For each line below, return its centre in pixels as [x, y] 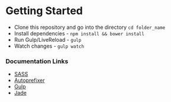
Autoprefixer [29, 80]
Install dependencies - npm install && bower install [79, 33]
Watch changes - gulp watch [49, 46]
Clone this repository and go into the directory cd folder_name [90, 27]
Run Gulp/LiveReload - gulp [48, 40]
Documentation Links [37, 61]
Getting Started [44, 11]
